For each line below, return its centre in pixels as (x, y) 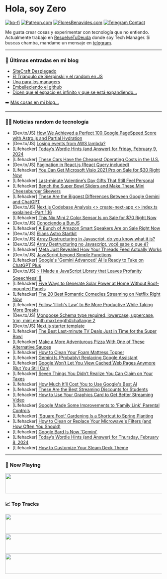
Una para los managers (36, 82)
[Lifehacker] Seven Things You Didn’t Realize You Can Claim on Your (83, 373)
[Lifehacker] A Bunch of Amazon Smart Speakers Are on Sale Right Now (86, 228)
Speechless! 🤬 (27, 278)
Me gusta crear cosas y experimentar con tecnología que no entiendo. (77, 32)
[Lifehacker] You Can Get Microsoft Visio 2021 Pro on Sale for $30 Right (86, 170)
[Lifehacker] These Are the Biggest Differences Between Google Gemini (86, 196)
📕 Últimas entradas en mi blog (42, 60)
